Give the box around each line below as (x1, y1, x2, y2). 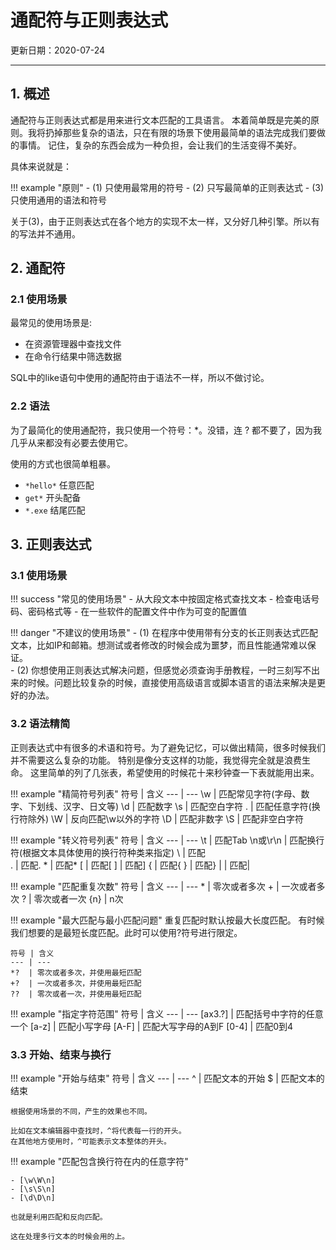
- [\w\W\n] (10, 1176, 56, 1186)
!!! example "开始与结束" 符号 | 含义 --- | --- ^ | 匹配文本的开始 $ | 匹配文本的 (10, 1072, 325, 1085)
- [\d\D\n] (10, 1193, 56, 1203)
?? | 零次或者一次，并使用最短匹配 (10, 989, 142, 999)
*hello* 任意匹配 (24, 479, 95, 491)
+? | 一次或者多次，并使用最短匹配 (10, 978, 142, 988)
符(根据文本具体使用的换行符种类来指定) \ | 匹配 (10, 846, 206, 858)
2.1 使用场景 (10, 292, 68, 306)
